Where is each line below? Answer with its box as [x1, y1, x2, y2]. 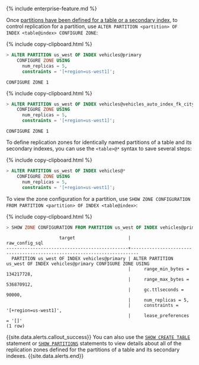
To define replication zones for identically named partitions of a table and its [6, 139, 192, 146]
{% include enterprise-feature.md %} [6, 5, 98, 12]
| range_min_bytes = [128, 266, 190, 272]
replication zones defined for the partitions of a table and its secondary [6, 346, 180, 353]
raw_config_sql [6, 240, 44, 246]
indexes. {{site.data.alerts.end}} [6, 353, 84, 360]
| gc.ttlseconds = [128, 287, 184, 293]
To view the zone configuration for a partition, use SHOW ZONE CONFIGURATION [6, 195, 191, 202]
